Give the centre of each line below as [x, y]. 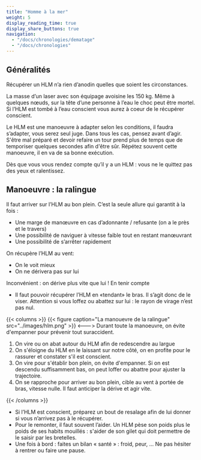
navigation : [21, 34]
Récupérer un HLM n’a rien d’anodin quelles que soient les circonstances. [97, 84]
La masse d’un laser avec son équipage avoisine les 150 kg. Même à [91, 96]
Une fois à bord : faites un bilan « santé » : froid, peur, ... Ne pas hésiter [103, 444]
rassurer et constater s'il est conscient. [63, 356]
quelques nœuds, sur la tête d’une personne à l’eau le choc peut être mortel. [101, 102]
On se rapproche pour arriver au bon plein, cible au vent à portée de [99, 382]
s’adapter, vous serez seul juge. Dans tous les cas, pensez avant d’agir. [94, 133]
